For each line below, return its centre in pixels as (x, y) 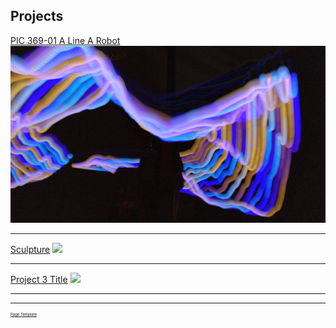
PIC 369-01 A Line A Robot (65, 40)
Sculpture (30, 250)
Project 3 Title (39, 280)
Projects (37, 16)
